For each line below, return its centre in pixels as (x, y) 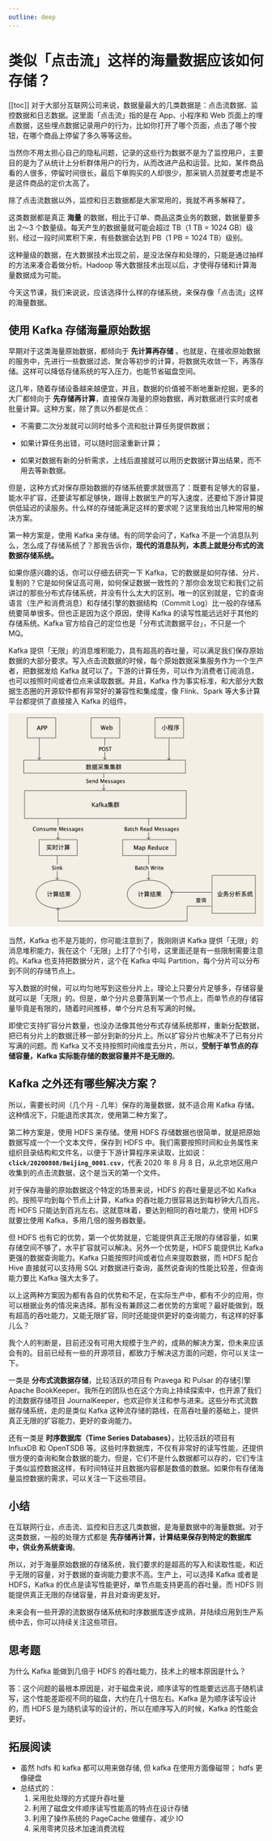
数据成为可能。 (40, 274)
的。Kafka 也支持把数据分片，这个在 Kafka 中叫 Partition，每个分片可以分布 (134, 960)
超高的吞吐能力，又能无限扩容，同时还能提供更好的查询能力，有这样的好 (136, 1315)
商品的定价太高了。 (62, 183)
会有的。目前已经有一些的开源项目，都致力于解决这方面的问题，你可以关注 (132, 1353)
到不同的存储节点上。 (44, 971)
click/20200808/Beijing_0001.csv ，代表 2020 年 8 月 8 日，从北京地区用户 (134, 1163)
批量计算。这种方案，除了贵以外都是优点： (79, 409)
